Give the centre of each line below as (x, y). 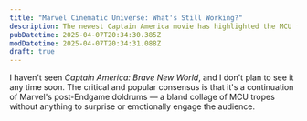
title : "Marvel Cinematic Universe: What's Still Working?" (127, 18)
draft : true (32, 52)
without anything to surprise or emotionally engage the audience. (132, 106)
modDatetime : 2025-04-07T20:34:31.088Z (85, 43)
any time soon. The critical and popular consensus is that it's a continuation (152, 87)
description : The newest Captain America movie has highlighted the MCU (151, 26)
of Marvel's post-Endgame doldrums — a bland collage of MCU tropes (143, 97)
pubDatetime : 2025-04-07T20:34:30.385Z (85, 35)
